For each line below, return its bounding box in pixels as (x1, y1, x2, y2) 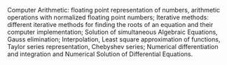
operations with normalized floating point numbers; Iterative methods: (7, 13, 209, 21)
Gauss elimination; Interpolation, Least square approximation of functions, (7, 35, 221, 44)
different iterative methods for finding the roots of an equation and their (7, 21, 214, 28)
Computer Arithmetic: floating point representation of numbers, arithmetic (7, 6, 221, 14)
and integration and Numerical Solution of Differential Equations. (7, 50, 193, 58)
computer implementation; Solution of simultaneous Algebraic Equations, (7, 28, 219, 36)
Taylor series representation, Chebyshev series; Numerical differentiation (7, 43, 219, 50)
